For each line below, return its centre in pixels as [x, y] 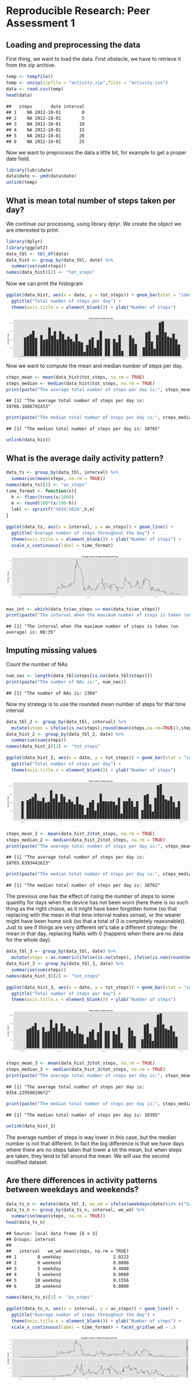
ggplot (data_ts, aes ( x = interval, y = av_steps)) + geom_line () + [90, 527]
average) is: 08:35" [31, 632]
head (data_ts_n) [26, 1222]
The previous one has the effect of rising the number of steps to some [90, 896]
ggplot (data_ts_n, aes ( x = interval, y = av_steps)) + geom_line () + [92, 1308]
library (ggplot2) [27, 248]
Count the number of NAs [37, 664]
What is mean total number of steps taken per [91, 200]
